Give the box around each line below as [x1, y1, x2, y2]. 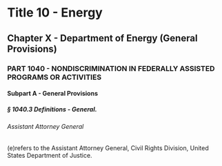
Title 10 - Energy [7, 5, 103, 21]
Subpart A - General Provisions [7, 90, 99, 98]
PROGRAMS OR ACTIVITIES [7, 72, 102, 82]
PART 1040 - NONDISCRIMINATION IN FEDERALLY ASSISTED [7, 63, 215, 73]
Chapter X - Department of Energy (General [7, 32, 198, 44]
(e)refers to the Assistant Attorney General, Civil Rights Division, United [7, 143, 209, 152]
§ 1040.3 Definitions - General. [7, 105, 98, 113]
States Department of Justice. [7, 151, 92, 159]
